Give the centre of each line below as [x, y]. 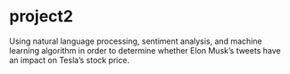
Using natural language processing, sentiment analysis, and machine [136, 41]
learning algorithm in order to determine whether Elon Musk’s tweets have [145, 50]
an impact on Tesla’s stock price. [70, 60]
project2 [41, 16]
